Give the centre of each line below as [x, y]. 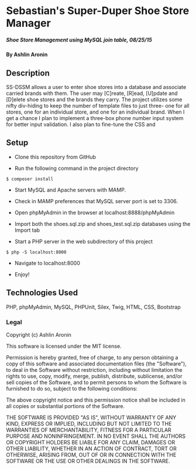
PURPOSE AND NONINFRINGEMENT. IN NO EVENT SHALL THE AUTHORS [96, 436]
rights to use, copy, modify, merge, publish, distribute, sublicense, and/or [94, 376]
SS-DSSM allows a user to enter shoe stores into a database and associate [96, 87]
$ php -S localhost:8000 [36, 252]
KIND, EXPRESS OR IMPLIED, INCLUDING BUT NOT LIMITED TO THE [89, 423]
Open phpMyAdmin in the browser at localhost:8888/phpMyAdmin [94, 213]
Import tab [27, 230]
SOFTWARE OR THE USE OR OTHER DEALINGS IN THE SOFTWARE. [88, 461]
